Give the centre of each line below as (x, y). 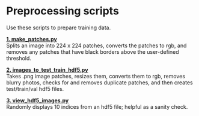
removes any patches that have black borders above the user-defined (93, 51)
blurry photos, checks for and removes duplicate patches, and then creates (100, 83)
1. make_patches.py (32, 39)
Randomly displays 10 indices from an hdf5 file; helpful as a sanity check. (97, 106)
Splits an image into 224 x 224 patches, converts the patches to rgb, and (96, 45)
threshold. (19, 58)
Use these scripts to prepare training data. (59, 28)
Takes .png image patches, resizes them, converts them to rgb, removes (96, 76)
